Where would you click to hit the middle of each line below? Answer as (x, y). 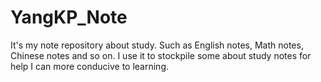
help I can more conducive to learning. (90, 66)
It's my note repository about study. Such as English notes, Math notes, (157, 45)
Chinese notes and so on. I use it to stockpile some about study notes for (161, 55)
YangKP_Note (69, 17)
